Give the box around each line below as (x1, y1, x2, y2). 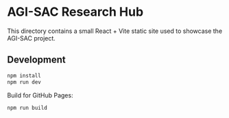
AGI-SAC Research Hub (7, 4, 144, 20)
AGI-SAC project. (7, 34, 56, 42)
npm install (7, 72, 41, 79)
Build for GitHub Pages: (7, 91, 73, 99)
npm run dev (7, 78, 41, 86)
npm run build (7, 104, 48, 111)
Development (7, 54, 67, 66)
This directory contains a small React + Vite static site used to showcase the (7, 27, 223, 35)
